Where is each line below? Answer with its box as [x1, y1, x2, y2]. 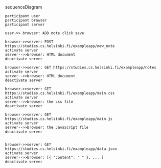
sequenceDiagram [5, 4, 43, 10]
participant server [5, 22, 45, 27]
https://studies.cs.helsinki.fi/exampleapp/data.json [5, 146, 117, 151]
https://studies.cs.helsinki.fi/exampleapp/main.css [5, 91, 115, 96]
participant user [5, 14, 41, 19]
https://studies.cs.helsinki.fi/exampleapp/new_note [5, 44, 115, 48]
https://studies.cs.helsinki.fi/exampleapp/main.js [5, 117, 113, 121]
